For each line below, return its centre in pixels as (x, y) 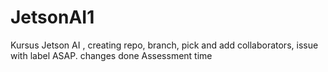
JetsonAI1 (52, 17)
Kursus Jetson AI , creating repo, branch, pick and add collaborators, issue (164, 45)
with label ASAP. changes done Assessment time (111, 55)
